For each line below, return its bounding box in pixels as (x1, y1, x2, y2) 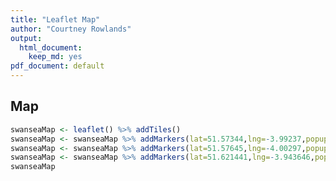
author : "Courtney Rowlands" (10, 24, 132, 34)
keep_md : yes (28, 52, 83, 62)
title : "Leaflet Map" (10, 14, 101, 25)
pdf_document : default (10, 61, 105, 71)
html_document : (19, 42, 83, 53)
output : (10, 33, 43, 43)
